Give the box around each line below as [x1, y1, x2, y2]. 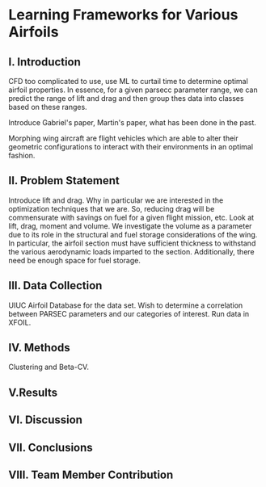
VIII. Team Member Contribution [8, 468, 174, 481]
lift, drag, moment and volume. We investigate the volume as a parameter [8, 220, 252, 231]
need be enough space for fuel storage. [8, 255, 141, 265]
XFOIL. [8, 317, 32, 327]
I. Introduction [8, 55, 81, 69]
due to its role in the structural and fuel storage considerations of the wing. [8, 229, 258, 239]
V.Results [8, 385, 58, 399]
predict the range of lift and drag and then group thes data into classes [8, 94, 244, 103]
